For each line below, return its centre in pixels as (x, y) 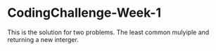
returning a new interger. (43, 39)
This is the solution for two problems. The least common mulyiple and (108, 32)
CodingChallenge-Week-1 (84, 13)
